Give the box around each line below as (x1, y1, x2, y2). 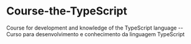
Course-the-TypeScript (6, 4, 128, 18)
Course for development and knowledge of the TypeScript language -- (6, 24, 184, 31)
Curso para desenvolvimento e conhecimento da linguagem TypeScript (6, 30, 185, 37)
